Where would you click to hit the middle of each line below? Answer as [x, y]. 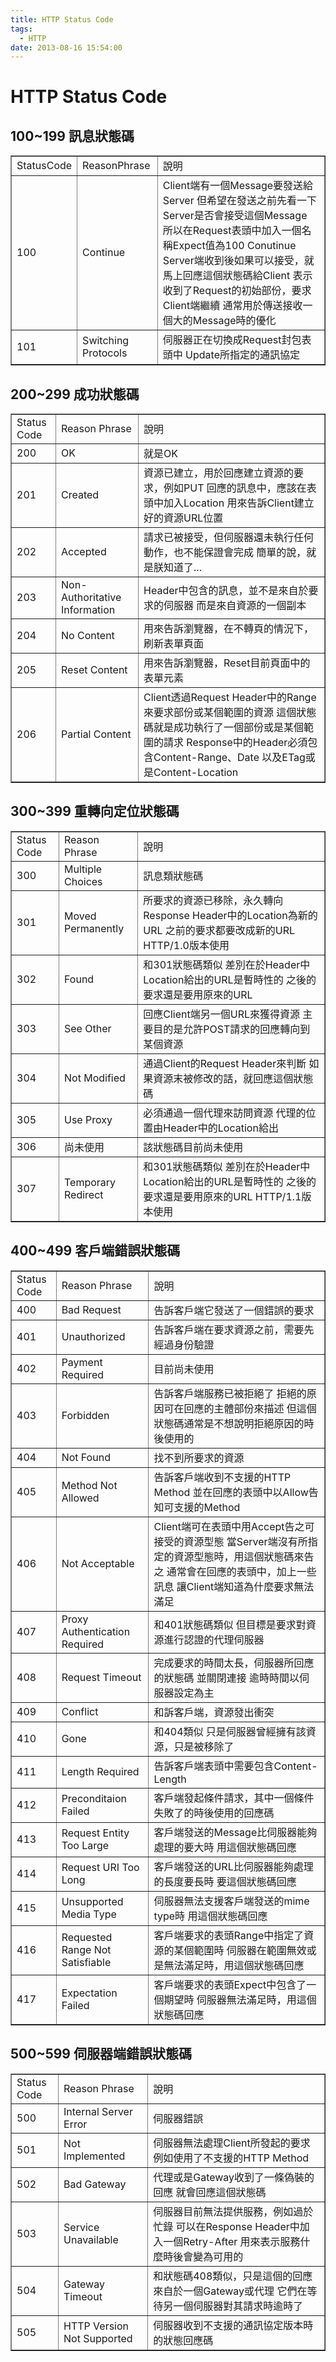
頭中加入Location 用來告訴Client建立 [229, 503]
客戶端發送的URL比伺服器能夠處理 [233, 1866]
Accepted [84, 552]
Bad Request [91, 1309]
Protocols [105, 353]
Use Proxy [88, 1119]
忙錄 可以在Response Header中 [226, 2226]
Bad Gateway [95, 2184]
